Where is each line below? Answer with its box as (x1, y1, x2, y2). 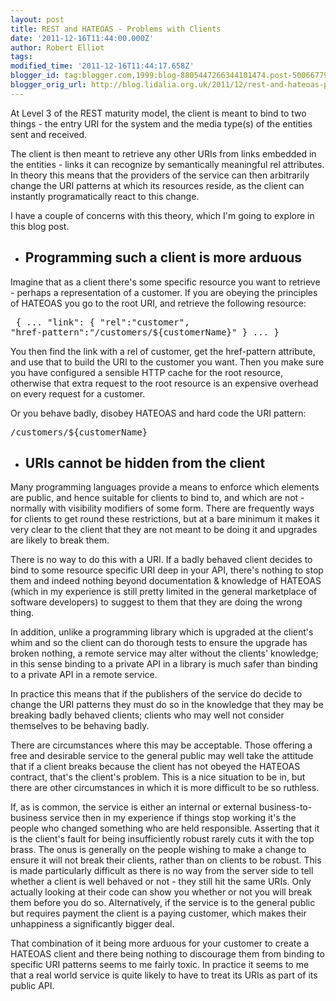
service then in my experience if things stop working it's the (49, 812, 297, 824)
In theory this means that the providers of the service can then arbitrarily (10, 169, 310, 181)
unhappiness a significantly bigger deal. (10, 918, 175, 930)
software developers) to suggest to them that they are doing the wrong (10, 596, 303, 608)
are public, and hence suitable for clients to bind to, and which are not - (10, 492, 305, 504)
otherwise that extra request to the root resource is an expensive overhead (10, 377, 319, 389)
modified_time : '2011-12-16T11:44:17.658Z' (10, 61, 195, 71)
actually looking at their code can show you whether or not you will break (10, 886, 313, 898)
